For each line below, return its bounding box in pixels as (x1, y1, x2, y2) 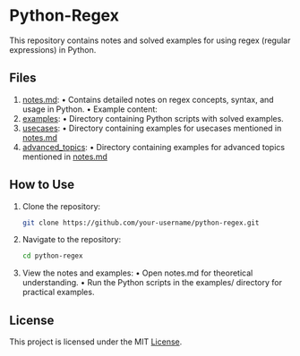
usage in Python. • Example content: (21, 104, 159, 114)
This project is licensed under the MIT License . (9, 336, 183, 347)
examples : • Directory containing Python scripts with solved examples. (21, 113, 284, 123)
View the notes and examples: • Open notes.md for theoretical (21, 267, 253, 278)
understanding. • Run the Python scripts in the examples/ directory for (21, 277, 282, 288)
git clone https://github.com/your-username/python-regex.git (21, 218, 260, 227)
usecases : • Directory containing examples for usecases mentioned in (21, 123, 282, 133)
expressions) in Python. (9, 44, 97, 55)
